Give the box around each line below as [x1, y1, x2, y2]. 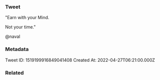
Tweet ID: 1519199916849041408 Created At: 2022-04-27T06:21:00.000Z [5, 57, 156, 63]
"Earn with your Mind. [5, 15, 49, 21]
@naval [5, 33, 21, 40]
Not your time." [5, 24, 36, 30]
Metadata [5, 46, 29, 53]
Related [5, 69, 24, 76]
